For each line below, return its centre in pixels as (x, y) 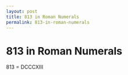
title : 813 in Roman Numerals (43, 17)
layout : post (22, 11)
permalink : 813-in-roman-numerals (48, 22)
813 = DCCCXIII (25, 67)
